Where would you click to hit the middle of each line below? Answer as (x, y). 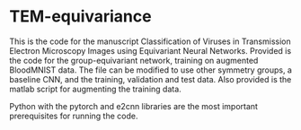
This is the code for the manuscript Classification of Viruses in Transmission (150, 41)
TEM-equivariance (80, 17)
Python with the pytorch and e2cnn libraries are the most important (134, 106)
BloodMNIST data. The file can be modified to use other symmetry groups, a (150, 70)
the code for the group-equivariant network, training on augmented (134, 60)
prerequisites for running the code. (74, 116)
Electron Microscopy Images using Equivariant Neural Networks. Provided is (150, 50)
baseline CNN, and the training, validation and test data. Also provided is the (150, 79)
